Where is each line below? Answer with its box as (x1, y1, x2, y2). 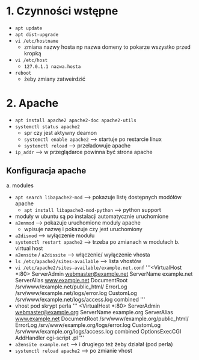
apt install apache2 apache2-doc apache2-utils (14, 117, 136, 123)
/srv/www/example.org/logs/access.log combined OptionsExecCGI (14, 327, 182, 335)
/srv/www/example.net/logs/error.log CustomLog (14, 289, 137, 296)
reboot (14, 70, 32, 76)
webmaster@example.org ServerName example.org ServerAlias (14, 308, 173, 315)
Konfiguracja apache (6, 166, 87, 176)
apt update (14, 25, 43, 31)
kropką (23, 49, 41, 57)
